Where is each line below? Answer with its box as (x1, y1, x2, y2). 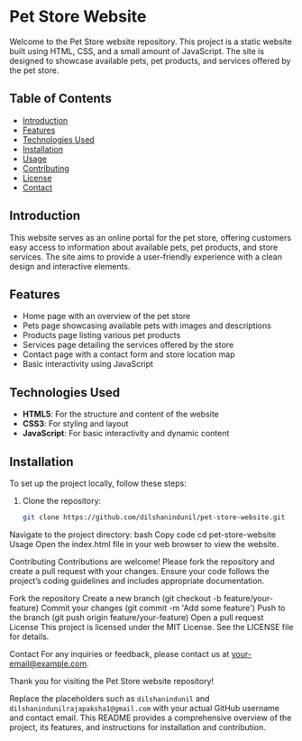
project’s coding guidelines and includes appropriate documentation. (9, 575, 265, 586)
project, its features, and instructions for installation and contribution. (9, 721, 266, 732)
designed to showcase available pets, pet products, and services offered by (9, 55, 291, 66)
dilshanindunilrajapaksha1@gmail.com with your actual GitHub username (9, 702, 280, 713)
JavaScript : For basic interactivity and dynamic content (22, 428, 230, 439)
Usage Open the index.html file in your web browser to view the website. (9, 538, 279, 549)
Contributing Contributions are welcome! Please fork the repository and (9, 556, 275, 567)
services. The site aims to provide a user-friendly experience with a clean (9, 251, 282, 262)
